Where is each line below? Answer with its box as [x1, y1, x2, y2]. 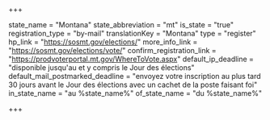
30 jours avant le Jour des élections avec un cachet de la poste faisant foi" [8, 80, 258, 89]
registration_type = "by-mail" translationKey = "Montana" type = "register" [8, 29, 256, 38]
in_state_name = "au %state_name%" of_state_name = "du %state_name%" [8, 89, 263, 97]
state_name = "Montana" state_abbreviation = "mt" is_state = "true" [8, 20, 234, 29]
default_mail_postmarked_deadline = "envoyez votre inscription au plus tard [8, 72, 261, 81]
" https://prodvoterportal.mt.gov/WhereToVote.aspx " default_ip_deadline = [8, 54, 255, 64]
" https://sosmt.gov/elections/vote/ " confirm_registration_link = [8, 46, 217, 55]
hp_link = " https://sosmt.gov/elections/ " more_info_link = [8, 37, 198, 47]
